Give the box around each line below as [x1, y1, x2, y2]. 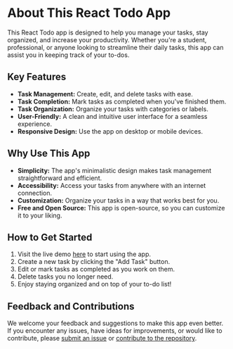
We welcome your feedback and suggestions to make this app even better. [7, 319, 224, 328]
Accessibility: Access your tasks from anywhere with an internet [17, 181, 206, 189]
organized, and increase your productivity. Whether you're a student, [7, 35, 207, 44]
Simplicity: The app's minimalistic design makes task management [17, 166, 212, 174]
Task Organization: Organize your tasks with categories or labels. [17, 104, 208, 113]
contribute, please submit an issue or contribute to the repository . [7, 334, 197, 343]
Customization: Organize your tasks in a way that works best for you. [17, 196, 220, 205]
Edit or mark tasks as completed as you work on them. [17, 265, 175, 274]
